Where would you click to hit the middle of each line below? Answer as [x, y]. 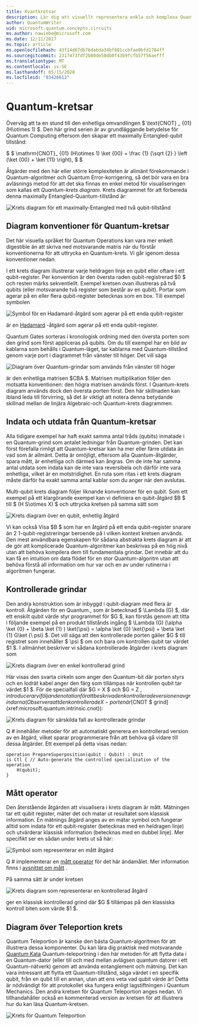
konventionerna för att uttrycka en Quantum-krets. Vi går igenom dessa [93, 253]
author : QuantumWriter [34, 22]
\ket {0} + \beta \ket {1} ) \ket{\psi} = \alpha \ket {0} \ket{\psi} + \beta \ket [95, 629]
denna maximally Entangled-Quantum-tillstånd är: [66, 196]
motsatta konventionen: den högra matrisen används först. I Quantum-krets [98, 384]
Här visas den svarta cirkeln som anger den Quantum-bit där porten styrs [95, 676]
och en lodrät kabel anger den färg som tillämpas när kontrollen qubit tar [94, 683]
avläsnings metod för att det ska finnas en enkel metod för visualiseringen [96, 184]
